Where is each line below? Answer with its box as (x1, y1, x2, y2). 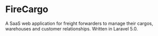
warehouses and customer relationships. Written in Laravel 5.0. (5, 25, 138, 31)
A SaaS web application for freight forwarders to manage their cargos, (5, 20, 153, 26)
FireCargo (5, 4, 49, 15)
